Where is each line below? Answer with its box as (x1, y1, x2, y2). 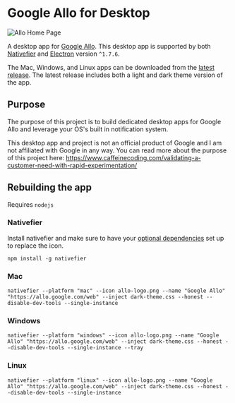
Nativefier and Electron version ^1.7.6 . (7, 49, 120, 58)
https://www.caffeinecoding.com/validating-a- (66, 153, 201, 162)
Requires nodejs (7, 200, 54, 209)
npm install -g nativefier (7, 255, 87, 262)
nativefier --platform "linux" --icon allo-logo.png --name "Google (7, 376, 213, 384)
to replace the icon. (7, 241, 64, 250)
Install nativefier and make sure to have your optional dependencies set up (7, 234, 224, 242)
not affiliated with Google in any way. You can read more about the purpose (7, 146, 227, 155)
